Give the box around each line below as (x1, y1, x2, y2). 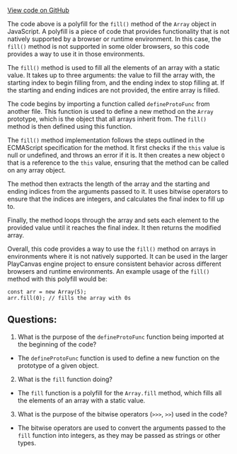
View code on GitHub (7, 6, 69, 14)
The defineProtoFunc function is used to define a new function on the (17, 354, 220, 362)
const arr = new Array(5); (7, 289, 87, 296)
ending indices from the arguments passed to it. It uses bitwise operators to (7, 187, 229, 195)
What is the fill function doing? (17, 375, 113, 383)
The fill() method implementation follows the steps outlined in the (7, 136, 205, 144)
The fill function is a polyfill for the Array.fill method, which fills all (17, 388, 222, 397)
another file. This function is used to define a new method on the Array (7, 107, 214, 115)
